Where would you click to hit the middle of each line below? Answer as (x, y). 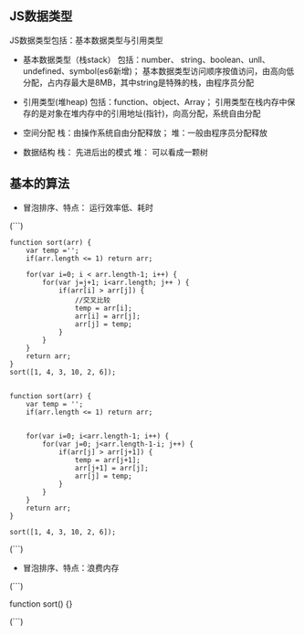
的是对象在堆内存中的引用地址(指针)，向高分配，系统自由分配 (146, 113)
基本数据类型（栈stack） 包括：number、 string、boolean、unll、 (147, 59)
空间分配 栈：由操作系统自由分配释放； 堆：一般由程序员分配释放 (145, 132)
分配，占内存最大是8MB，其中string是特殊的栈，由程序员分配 (138, 82)
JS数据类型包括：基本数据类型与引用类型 (86, 40)
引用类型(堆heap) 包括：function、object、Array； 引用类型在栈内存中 (155, 101)
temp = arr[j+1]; (108, 460)
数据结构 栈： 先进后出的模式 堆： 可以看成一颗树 (115, 152)
